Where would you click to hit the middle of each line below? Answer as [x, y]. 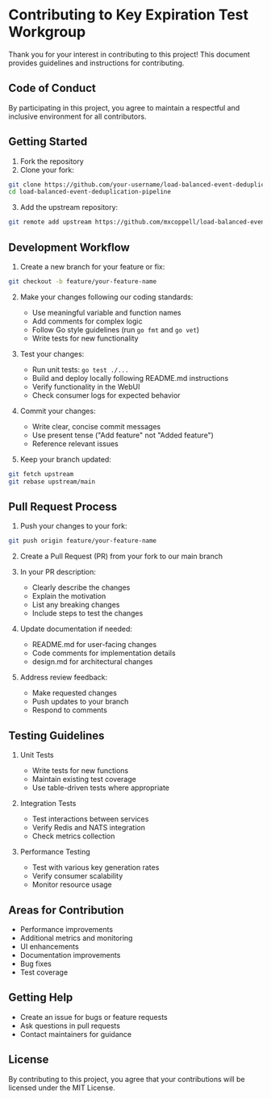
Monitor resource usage [72, 884]
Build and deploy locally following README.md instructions [130, 378]
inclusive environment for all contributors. [77, 116]
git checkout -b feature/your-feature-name [83, 282]
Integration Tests [48, 804]
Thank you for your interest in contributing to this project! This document [129, 54]
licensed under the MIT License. [62, 1088]
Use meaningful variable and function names [106, 312]
